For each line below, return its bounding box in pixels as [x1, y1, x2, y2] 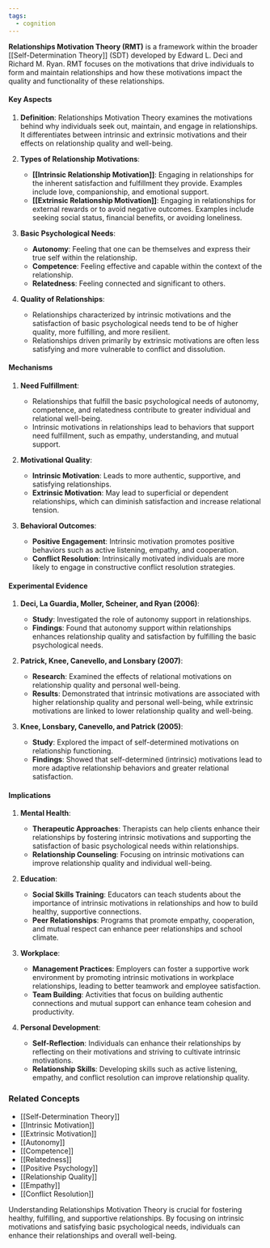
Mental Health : [19, 809, 71, 818]
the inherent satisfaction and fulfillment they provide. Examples [32, 178, 243, 188]
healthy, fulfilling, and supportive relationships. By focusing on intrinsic [8, 1213, 245, 1223]
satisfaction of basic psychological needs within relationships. [32, 841, 239, 851]
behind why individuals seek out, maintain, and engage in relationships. [19, 121, 259, 130]
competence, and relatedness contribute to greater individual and [32, 405, 251, 414]
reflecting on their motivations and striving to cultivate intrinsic [32, 1047, 241, 1057]
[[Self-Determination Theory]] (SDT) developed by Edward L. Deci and [8, 50, 243, 60]
